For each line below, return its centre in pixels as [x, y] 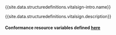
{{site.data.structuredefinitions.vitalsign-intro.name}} [58, 7]
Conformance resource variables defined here [53, 27]
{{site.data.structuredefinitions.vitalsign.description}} [58, 16]
